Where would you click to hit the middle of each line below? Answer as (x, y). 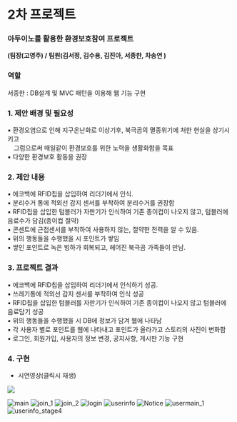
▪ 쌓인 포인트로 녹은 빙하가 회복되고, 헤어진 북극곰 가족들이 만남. (97, 248)
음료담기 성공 (26, 311)
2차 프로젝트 (42, 15)
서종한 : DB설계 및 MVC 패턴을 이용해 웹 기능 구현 (77, 93)
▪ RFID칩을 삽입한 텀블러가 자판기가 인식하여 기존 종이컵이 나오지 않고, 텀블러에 (118, 212)
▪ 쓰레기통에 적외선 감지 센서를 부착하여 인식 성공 (76, 293)
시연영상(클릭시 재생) (47, 375)
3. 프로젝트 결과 (33, 268)
